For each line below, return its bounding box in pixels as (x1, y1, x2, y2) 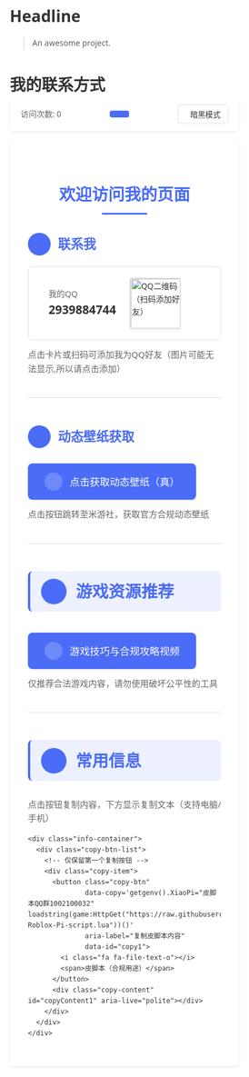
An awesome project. (32, 36, 111, 48)
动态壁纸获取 (57, 427, 135, 446)
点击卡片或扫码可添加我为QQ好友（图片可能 (27, 348, 206, 361)
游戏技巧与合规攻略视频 (69, 643, 181, 658)
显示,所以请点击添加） (36, 362, 126, 374)
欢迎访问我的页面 (58, 183, 191, 206)
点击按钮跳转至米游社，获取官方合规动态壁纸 (27, 508, 210, 521)
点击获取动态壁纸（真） (69, 474, 181, 489)
